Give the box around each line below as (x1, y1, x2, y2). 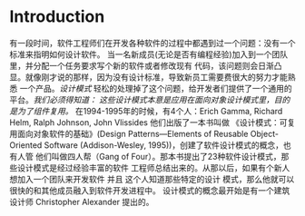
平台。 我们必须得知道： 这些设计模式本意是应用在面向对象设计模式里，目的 (9, 93, 290, 105)
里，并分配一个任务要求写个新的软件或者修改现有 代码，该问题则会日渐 (9, 60, 274, 71)
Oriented (9, 139, 43, 151)
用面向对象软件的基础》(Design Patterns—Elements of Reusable (9, 128, 249, 139)
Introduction (9, 6, 105, 27)
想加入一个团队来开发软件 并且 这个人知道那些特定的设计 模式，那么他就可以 (9, 173, 295, 184)
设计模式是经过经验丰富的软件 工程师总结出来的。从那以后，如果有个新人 (16, 162, 290, 173)
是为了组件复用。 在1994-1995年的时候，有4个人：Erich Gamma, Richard (9, 105, 283, 116)
